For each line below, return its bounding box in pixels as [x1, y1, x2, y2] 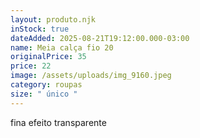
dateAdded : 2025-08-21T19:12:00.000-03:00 [10, 33, 190, 43]
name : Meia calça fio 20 [10, 42, 114, 53]
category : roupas [10, 80, 83, 90]
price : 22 [10, 61, 52, 71]
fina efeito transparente [10, 116, 107, 128]
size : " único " [10, 89, 78, 99]
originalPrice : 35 [10, 52, 87, 62]
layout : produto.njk [10, 14, 97, 25]
